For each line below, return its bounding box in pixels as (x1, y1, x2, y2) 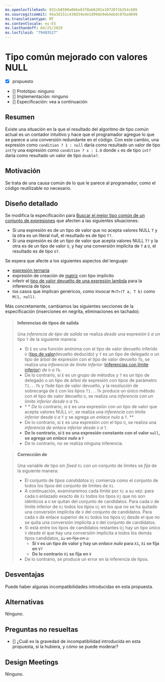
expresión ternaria (12, 267, 50, 273)
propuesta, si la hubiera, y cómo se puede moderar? (12, 643, 119, 650)
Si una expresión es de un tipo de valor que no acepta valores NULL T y (12, 227, 158, 233)
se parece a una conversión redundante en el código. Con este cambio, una (5, 136, 159, 142)
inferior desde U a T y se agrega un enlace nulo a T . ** (24, 414, 134, 420)
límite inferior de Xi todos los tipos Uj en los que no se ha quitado (24, 504, 158, 510)
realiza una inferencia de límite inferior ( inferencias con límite (24, 361, 149, 367)
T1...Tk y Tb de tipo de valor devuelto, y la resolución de (24, 383, 139, 388)
